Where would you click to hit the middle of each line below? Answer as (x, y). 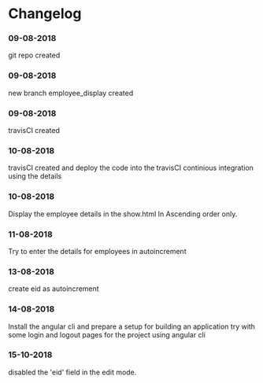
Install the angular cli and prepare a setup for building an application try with (132, 326)
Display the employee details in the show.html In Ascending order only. (123, 214)
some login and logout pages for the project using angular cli (107, 334)
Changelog (45, 14)
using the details (35, 176)
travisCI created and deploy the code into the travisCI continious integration (131, 168)
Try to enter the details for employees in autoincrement (97, 251)
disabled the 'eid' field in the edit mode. (72, 372)
